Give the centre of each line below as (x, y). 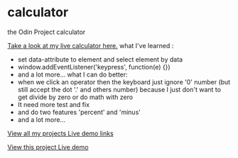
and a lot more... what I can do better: (72, 74)
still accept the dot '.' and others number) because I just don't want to (119, 89)
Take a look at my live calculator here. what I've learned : (91, 45)
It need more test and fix (54, 104)
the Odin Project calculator (47, 32)
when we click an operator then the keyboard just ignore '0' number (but (124, 81)
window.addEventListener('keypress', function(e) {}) (94, 67)
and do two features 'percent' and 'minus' (79, 112)
